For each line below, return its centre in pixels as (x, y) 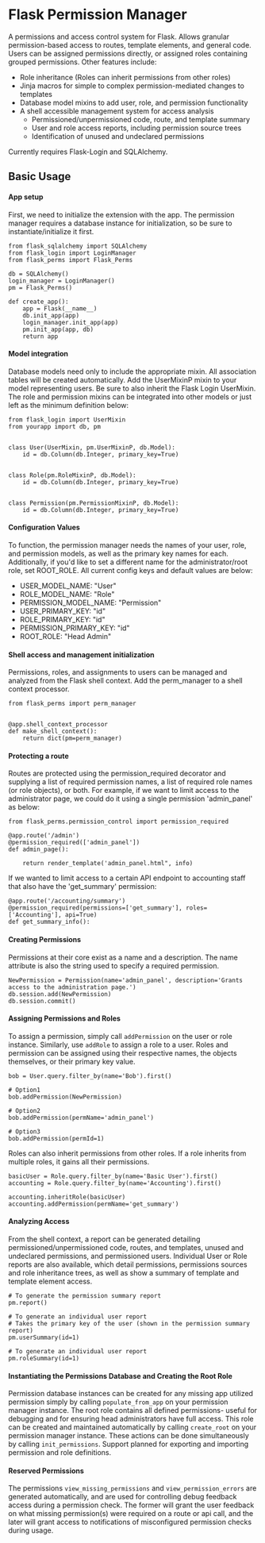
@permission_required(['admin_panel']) (74, 843)
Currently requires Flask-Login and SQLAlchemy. (88, 152)
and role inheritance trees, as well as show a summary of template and (124, 1272)
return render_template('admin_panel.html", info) (108, 864)
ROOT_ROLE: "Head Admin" (65, 636)
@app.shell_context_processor (58, 725)
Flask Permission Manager (98, 15)
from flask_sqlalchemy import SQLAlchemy (78, 246)
